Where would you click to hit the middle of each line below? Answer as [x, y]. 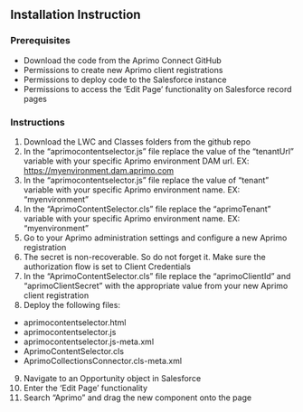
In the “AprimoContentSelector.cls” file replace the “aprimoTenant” [147, 209]
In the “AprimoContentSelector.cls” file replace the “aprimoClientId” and [157, 276]
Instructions [38, 122]
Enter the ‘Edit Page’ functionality [85, 388]
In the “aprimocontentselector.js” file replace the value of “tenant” [146, 180]
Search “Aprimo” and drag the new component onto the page [137, 398]
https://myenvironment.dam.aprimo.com [99, 170]
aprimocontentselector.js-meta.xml [89, 342]
